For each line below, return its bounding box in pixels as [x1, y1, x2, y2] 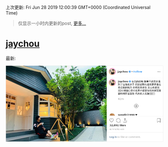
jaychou [5, 38, 40, 49]
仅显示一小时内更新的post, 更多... [17, 20, 86, 26]
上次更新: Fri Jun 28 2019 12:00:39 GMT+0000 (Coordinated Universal [5, 4, 150, 10]
